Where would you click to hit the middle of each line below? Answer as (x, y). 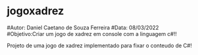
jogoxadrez (36, 11)
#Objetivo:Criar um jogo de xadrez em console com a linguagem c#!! (92, 33)
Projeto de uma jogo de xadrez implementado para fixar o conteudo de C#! (100, 45)
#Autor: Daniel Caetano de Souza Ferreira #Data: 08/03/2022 (83, 27)
